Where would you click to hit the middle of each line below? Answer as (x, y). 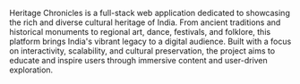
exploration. (31, 70)
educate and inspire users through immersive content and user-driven (139, 60)
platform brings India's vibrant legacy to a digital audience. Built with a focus (150, 41)
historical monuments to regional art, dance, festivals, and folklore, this (140, 32)
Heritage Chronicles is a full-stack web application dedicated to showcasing (150, 13)
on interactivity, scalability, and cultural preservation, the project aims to (142, 51)
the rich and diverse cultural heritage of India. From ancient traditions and (145, 22)
